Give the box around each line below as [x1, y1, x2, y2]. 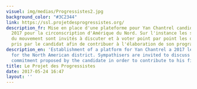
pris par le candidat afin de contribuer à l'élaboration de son [11, 42, 175, 47]
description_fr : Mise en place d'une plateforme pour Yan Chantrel [6, 25, 175, 31]
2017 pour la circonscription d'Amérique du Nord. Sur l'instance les [11, 30, 188, 36]
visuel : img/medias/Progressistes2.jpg [6, 8, 104, 15]
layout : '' [6, 74, 33, 80]
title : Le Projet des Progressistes [6, 63, 96, 69]
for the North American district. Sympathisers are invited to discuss [11, 52, 191, 58]
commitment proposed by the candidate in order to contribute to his [11, 57, 185, 63]
